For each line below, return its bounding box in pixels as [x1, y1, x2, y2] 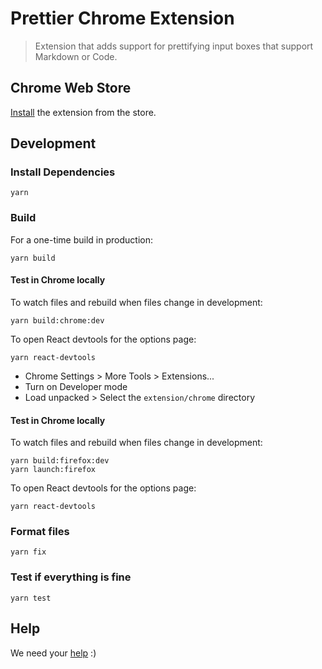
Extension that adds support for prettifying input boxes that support [34, 40, 314, 52]
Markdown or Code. [34, 50, 118, 62]
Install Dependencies [10, 165, 116, 179]
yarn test [10, 593, 52, 603]
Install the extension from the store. [10, 106, 157, 118]
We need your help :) [10, 647, 97, 659]
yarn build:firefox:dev [10, 456, 110, 466]
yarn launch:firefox [10, 465, 97, 475]
